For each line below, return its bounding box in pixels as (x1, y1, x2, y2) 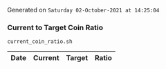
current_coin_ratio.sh (7, 38, 73, 45)
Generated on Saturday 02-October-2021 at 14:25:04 (7, 6, 160, 14)
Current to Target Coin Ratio (7, 23, 104, 32)
